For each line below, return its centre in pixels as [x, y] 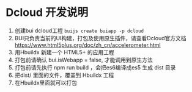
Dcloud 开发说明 [47, 12]
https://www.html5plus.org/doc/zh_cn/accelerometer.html [87, 45]
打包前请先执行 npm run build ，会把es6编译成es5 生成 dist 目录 [95, 67]
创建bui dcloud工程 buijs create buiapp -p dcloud [79, 30]
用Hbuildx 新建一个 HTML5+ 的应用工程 [64, 52]
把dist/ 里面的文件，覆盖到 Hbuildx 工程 [64, 75]
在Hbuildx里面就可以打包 [46, 82]
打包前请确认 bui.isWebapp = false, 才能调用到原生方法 [84, 60]
